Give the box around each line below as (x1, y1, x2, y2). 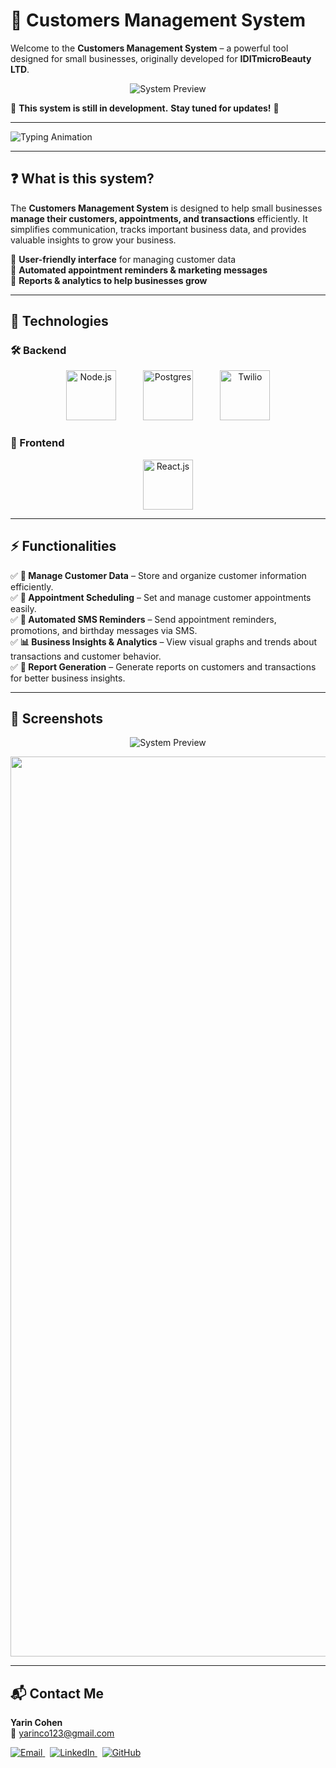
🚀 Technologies (10, 313, 109, 330)
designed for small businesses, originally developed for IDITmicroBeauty (10, 52, 312, 64)
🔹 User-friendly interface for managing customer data (10, 253, 237, 265)
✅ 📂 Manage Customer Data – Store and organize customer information (10, 569, 307, 581)
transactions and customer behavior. (10, 650, 162, 662)
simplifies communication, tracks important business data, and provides (10, 223, 307, 235)
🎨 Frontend (10, 436, 65, 450)
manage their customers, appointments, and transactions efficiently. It (10, 212, 308, 224)
